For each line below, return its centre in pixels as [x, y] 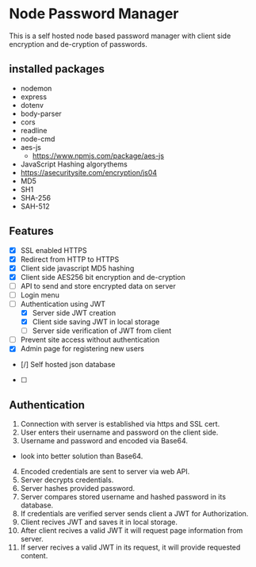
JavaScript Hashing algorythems [74, 164]
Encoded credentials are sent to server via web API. [105, 472]
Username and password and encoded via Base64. [104, 441]
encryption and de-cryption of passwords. [78, 44]
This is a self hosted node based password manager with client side [120, 36]
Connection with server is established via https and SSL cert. [120, 424]
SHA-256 [35, 197]
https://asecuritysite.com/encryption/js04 [89, 172]
